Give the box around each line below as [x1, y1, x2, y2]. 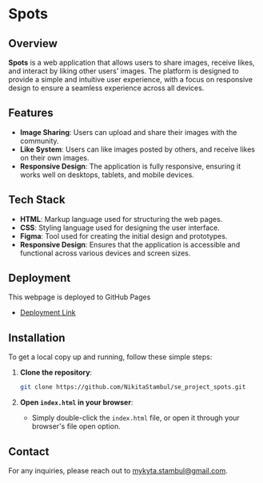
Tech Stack [8, 193, 66, 207]
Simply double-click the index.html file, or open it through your [31, 413, 240, 423]
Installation [8, 331, 66, 344]
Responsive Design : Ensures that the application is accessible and [19, 240, 241, 249]
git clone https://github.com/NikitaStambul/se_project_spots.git [19, 383, 246, 391]
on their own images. [19, 152, 90, 162]
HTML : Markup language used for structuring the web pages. [19, 214, 223, 224]
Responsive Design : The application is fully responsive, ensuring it [19, 161, 241, 171]
